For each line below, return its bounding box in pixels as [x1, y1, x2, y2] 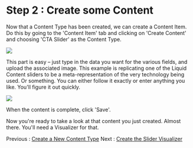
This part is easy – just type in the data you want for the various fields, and [6, 58, 188, 65]
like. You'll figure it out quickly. [6, 83, 81, 91]
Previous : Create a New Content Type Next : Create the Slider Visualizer [6, 135, 183, 142]
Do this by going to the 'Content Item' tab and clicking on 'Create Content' [6, 29, 187, 36]
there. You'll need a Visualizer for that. [6, 124, 99, 131]
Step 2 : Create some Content [6, 4, 153, 17]
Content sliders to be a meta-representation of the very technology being [6, 70, 185, 78]
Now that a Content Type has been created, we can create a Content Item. [6, 23, 187, 30]
